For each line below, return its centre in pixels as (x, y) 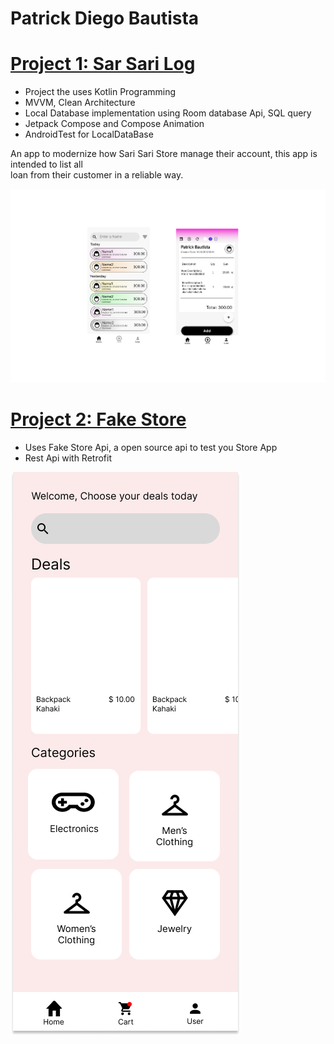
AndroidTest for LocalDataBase (89, 134)
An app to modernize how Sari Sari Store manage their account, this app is (164, 154)
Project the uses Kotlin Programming (100, 92)
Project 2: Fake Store (98, 419)
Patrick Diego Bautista (105, 18)
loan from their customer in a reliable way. (97, 175)
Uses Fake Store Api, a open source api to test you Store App (151, 447)
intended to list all (46, 164)
